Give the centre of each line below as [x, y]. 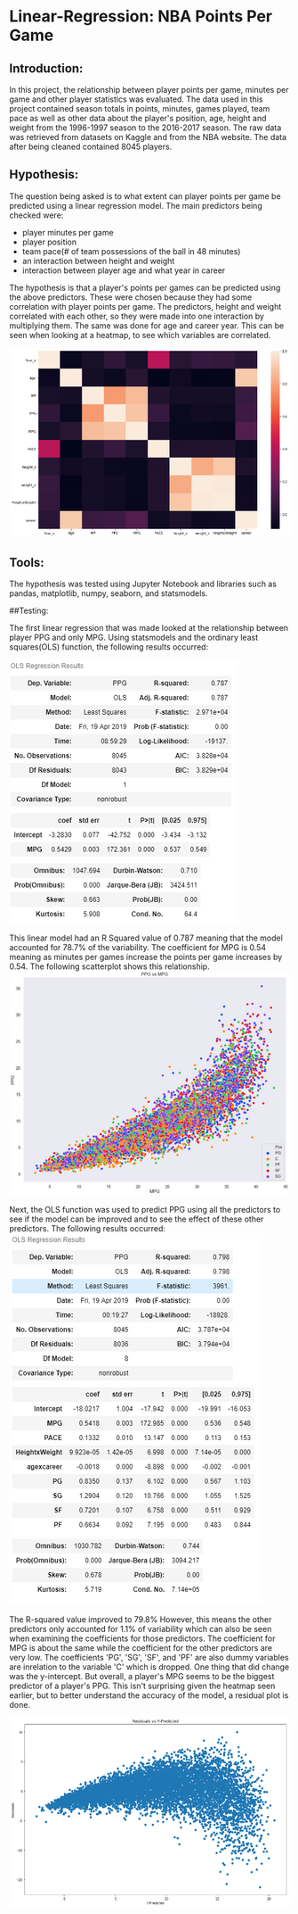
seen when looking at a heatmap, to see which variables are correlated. [140, 335]
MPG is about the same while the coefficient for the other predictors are [141, 1648]
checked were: [36, 215]
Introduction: [46, 68]
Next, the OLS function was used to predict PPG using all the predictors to [145, 1210]
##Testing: [29, 611]
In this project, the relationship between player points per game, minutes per [149, 90]
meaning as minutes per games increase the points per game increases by [146, 957]
